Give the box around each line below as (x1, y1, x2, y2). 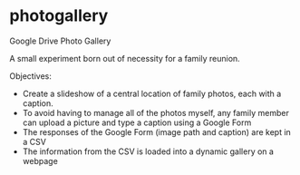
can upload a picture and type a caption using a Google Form (22, 117, 252, 128)
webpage (22, 155, 59, 166)
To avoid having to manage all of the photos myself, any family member (22, 107, 290, 118)
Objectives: (9, 70, 52, 82)
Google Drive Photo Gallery (9, 35, 111, 46)
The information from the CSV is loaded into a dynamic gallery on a (22, 146, 275, 157)
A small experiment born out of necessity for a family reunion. (9, 53, 240, 63)
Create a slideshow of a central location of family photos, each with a (22, 88, 282, 99)
